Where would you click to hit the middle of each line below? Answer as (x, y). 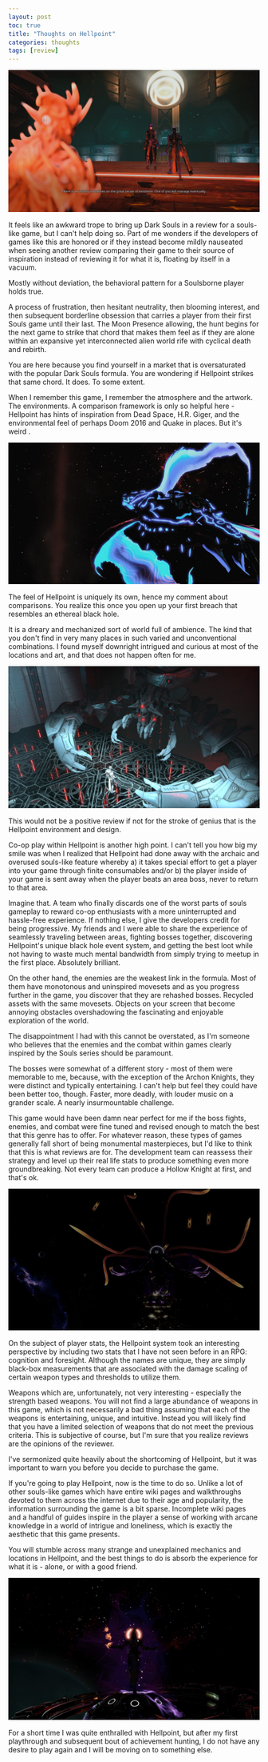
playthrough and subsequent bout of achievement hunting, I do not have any (134, 1741)
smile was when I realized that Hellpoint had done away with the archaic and (134, 853)
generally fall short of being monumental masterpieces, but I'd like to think (130, 1143)
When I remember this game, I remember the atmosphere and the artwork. (131, 397)
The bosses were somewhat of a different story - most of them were (120, 1068)
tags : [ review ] (33, 51)
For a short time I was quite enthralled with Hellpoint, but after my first (123, 1732)
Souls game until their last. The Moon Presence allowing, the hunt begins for (134, 323)
